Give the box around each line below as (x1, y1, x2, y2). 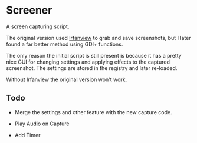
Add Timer (14, 131, 41, 138)
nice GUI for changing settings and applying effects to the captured (6, 58, 170, 65)
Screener (6, 4, 52, 17)
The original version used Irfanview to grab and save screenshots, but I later (6, 34, 191, 41)
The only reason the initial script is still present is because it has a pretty (6, 52, 182, 59)
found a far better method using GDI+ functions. (6, 41, 123, 48)
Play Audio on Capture (14, 120, 70, 127)
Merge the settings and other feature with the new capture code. (14, 108, 172, 115)
